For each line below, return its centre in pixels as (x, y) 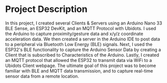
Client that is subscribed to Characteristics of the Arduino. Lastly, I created (82, 55)
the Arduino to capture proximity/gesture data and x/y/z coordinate (74, 33)
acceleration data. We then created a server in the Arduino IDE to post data (83, 39)
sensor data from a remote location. (42, 76)
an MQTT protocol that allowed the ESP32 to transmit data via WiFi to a (78, 60)
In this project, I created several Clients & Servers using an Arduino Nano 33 (84, 23)
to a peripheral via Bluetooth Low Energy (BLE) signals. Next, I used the (79, 44)
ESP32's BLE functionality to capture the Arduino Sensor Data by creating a (83, 49)
